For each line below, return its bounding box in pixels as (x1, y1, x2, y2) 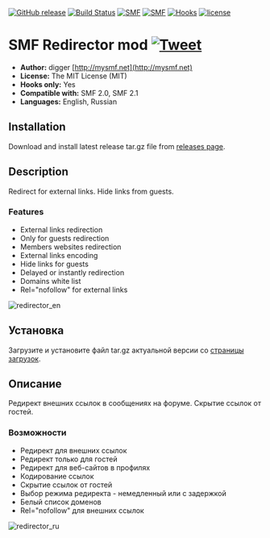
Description (8, 165, 69, 179)
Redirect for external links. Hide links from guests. (8, 186, 175, 196)
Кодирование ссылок (19, 471, 94, 481)
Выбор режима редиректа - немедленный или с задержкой (19, 488, 227, 498)
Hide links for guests (19, 259, 89, 269)
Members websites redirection (19, 242, 122, 252)
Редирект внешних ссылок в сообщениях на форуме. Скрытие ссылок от (8, 398, 262, 408)
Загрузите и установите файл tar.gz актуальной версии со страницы (8, 345, 244, 355)
